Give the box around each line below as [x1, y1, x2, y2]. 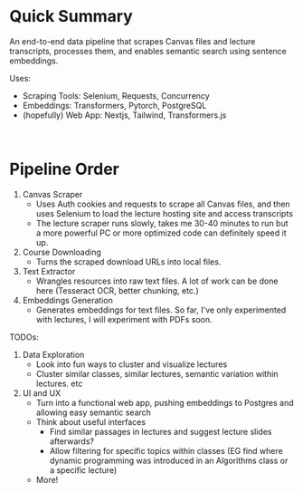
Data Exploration [22, 349, 85, 360]
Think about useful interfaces [35, 416, 147, 427]
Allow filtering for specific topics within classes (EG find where [49, 445, 283, 456]
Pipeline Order [9, 159, 120, 179]
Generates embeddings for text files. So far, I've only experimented [35, 304, 287, 315]
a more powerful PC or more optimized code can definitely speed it [35, 227, 287, 238]
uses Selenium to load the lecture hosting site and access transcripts [35, 207, 294, 218]
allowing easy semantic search [35, 407, 152, 418]
